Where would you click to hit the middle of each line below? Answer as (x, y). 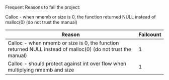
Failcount (150, 34)
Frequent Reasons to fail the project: (43, 7)
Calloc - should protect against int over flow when (67, 63)
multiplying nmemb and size (41, 70)
